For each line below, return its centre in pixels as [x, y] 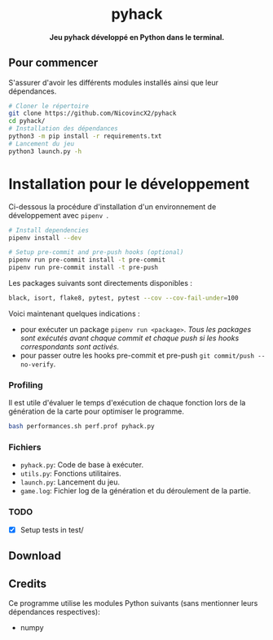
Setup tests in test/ [52, 529]
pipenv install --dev [45, 238]
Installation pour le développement [129, 184]
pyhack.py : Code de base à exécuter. [82, 465]
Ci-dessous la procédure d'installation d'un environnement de [112, 206]
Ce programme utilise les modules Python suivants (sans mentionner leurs [133, 603]
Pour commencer [53, 63]
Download [35, 556]
